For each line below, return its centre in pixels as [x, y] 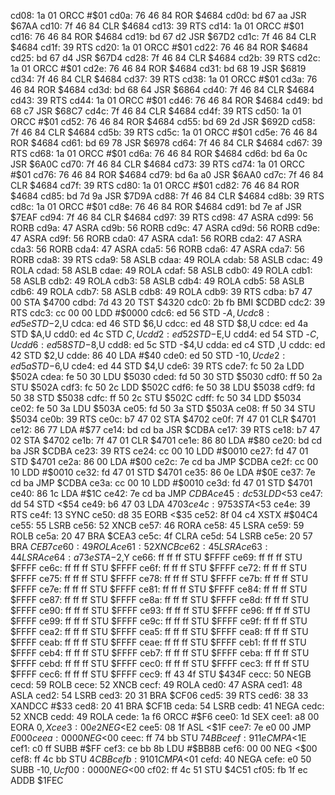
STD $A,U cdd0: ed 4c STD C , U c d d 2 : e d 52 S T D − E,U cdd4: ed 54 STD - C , [165, 334]
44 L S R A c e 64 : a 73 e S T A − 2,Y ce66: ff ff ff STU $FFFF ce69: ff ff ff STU [156, 557]
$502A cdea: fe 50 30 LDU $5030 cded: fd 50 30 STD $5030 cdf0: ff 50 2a [166, 376]
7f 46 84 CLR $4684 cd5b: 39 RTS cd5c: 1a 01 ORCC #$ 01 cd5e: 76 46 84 [164, 132]
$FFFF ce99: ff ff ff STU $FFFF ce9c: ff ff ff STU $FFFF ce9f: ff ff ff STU [159, 621]
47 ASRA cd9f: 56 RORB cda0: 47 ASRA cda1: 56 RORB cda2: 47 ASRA [156, 238]
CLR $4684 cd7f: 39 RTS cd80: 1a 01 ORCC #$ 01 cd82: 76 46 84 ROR [155, 185]
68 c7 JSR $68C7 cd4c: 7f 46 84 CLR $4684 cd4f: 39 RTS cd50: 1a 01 [156, 111]
